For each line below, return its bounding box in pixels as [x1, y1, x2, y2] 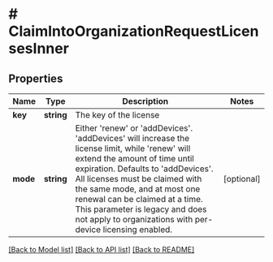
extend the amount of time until [75, 153, 195, 164]
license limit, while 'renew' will [75, 143, 191, 154]
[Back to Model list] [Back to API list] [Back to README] [8, 245, 195, 254]
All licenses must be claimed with [75, 174, 202, 184]
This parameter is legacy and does [75, 204, 207, 215]
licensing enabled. [102, 224, 173, 235]
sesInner [8, 40, 69, 58]
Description [122, 96, 169, 106]
